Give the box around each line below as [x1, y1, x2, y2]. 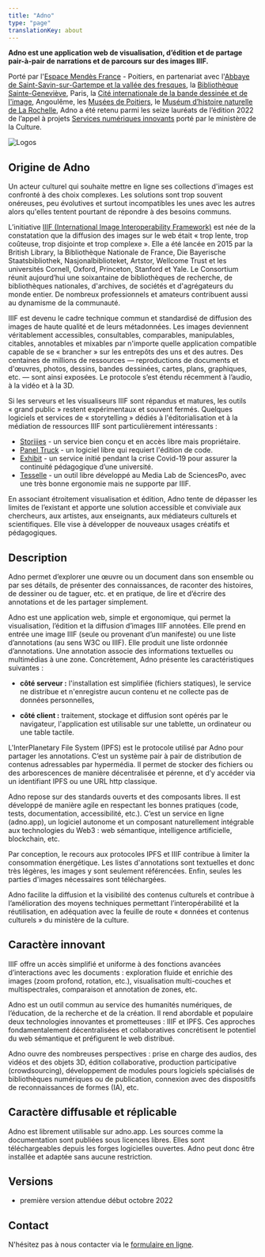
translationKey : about [8, 26, 83, 34]
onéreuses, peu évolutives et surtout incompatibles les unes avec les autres [8, 199, 256, 208]
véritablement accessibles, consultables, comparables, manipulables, [8, 330, 235, 340]
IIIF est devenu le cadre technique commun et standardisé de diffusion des [8, 314, 252, 323]
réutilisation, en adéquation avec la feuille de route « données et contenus [8, 907, 249, 916]
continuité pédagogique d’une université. [19, 462, 153, 472]
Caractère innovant [8, 938, 105, 952]
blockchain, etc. [8, 834, 61, 843]
